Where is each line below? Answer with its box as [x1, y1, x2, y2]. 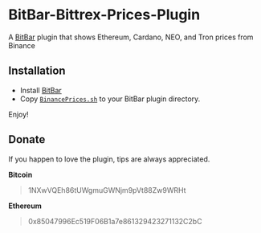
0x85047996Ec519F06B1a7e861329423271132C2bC [27, 216, 202, 226]
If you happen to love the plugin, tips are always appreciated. [8, 154, 210, 164]
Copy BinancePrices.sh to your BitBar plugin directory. [19, 94, 201, 104]
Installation [8, 64, 66, 78]
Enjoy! [8, 109, 30, 119]
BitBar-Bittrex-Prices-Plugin [8, 6, 201, 24]
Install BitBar [19, 85, 62, 95]
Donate [8, 133, 46, 146]
